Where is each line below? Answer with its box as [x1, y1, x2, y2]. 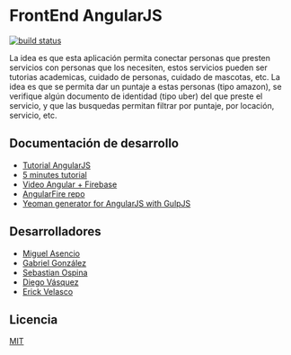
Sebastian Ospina [22, 267, 88, 278]
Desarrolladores [9, 224, 101, 239]
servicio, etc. [9, 110, 57, 120]
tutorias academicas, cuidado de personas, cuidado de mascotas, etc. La [9, 71, 281, 82]
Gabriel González [22, 257, 87, 268]
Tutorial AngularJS [22, 159, 92, 171]
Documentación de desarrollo [9, 136, 180, 151]
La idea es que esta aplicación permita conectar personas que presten [9, 52, 271, 63]
